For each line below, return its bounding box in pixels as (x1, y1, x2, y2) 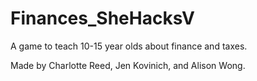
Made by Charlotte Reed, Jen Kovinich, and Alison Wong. (10, 59, 246, 71)
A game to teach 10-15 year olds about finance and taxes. (10, 40, 248, 52)
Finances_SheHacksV (10, 7, 195, 30)
